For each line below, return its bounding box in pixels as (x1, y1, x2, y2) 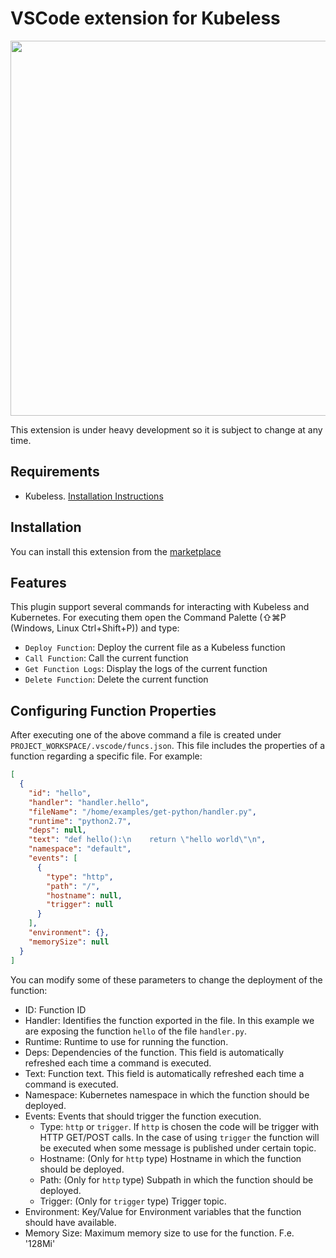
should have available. (24, 1216, 117, 1228)
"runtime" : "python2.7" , (28, 816, 132, 826)
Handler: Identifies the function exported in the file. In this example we (24, 1014, 315, 1026)
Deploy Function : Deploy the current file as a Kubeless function (24, 642, 286, 654)
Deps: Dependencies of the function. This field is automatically (24, 1046, 285, 1058)
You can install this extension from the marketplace (10, 545, 222, 557)
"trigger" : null (46, 900, 114, 910)
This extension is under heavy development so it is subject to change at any (10, 423, 323, 436)
